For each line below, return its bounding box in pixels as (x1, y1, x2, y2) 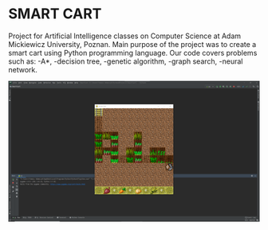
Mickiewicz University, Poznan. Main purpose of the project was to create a (8, 39, 257, 49)
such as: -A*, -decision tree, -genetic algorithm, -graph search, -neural (8, 57, 243, 66)
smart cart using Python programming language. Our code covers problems (8, 48, 258, 57)
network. (8, 64, 38, 74)
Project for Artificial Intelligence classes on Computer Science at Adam (8, 31, 242, 41)
